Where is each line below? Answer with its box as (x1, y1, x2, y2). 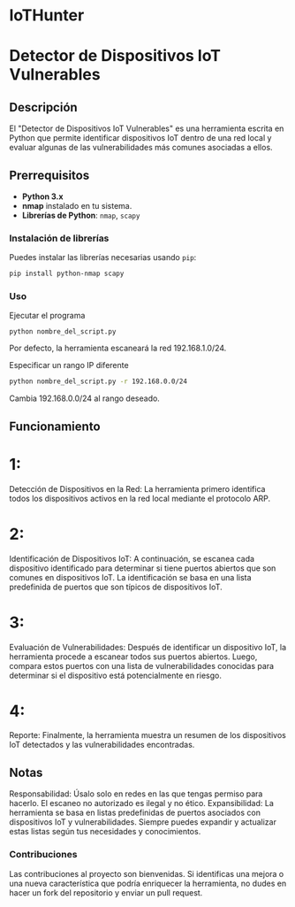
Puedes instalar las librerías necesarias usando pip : (9, 252, 197, 263)
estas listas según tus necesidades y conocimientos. (9, 826, 201, 837)
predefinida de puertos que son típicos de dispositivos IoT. (9, 581, 223, 592)
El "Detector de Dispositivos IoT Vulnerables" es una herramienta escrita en (9, 123, 284, 134)
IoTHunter (9, 5, 85, 26)
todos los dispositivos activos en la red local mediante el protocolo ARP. (9, 493, 271, 503)
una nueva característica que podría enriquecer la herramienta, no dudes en (9, 878, 287, 888)
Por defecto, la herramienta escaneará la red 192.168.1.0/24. (9, 342, 227, 354)
